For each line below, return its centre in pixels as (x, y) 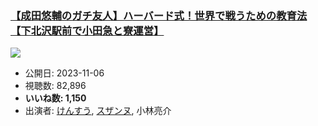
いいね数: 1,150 (55, 98)
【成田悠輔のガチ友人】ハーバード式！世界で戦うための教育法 (159, 15)
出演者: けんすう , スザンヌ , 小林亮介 (98, 111)
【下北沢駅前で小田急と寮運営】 (87, 30)
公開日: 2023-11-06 (64, 73)
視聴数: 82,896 (55, 86)
